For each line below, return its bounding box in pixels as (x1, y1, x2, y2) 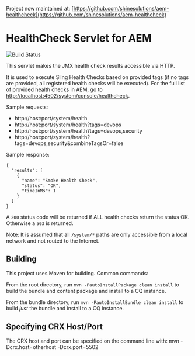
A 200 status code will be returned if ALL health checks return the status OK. (6, 213, 190, 220)
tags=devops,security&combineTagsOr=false (14, 140, 124, 147)
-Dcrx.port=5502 (57, 343, 99, 350)
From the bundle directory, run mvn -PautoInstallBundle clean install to (6, 298, 184, 306)
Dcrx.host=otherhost (6, 343, 57, 350)
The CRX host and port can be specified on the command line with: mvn (6, 337, 180, 344)
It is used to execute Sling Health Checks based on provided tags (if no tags (6, 73, 189, 81)
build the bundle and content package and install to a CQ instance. (6, 287, 166, 294)
